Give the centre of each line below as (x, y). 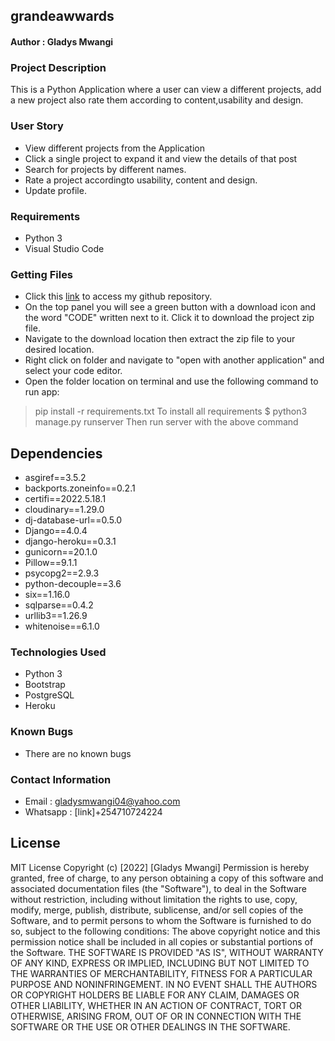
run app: (42, 392)
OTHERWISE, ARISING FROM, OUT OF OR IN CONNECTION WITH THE (156, 1016)
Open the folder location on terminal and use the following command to (171, 381)
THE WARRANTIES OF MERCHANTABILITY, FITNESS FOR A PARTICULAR (161, 973)
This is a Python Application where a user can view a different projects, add (166, 90)
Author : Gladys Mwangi (62, 41)
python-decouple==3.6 (73, 583)
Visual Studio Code (64, 248)
